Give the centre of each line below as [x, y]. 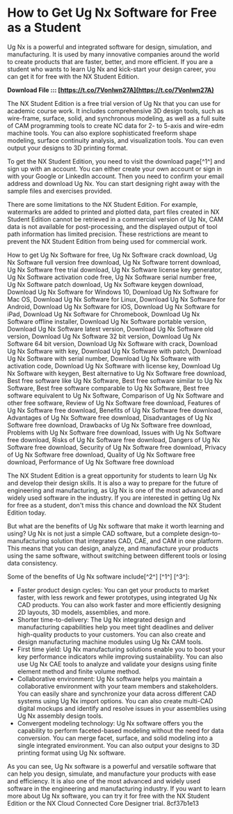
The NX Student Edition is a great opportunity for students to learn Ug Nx [112, 476]
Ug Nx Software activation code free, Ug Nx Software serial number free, [112, 277]
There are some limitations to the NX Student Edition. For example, [103, 204]
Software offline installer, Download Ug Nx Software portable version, [107, 321]
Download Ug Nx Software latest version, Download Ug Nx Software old [110, 329]
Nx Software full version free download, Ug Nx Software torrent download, [114, 262]
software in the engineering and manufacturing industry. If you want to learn [116, 788]
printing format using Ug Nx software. [72, 753]
